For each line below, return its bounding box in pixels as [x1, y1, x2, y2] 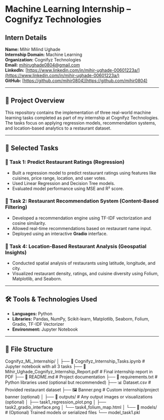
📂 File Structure [5, 345, 53, 354]
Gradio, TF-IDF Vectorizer [12, 321, 64, 327]
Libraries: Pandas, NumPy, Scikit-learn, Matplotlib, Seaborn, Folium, [12, 315, 150, 322]
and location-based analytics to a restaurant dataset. [5, 125, 111, 131]
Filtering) [5, 204, 28, 210]
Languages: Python [12, 311, 53, 316]
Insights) [5, 249, 27, 256]
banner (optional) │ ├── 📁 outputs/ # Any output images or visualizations [5, 394, 153, 399]
